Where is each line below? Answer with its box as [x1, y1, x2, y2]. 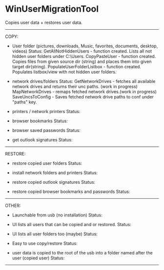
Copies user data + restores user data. [5, 19, 83, 25]
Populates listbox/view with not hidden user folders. [12, 69, 117, 75]
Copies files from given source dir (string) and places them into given [12, 58, 152, 64]
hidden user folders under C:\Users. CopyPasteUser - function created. [12, 53, 156, 59]
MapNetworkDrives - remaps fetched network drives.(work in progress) [12, 89, 157, 95]
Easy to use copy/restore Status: [12, 240, 78, 246]
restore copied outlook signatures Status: [12, 179, 96, 185]
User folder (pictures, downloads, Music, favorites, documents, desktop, [12, 43, 158, 49]
